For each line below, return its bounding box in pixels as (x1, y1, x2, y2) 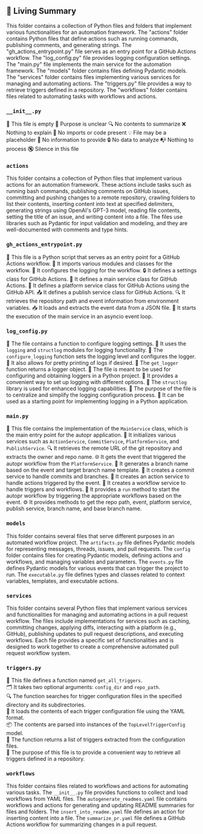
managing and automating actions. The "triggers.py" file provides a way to (6, 80, 192, 87)
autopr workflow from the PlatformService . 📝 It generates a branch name (6, 460, 188, 467)
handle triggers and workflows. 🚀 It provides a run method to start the (6, 486, 180, 493)
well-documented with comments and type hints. (6, 226, 129, 233)
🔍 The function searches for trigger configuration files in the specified (6, 693, 182, 700)
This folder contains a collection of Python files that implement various (6, 175, 182, 182)
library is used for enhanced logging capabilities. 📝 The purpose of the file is (6, 385, 197, 392)
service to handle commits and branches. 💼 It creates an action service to (6, 473, 190, 480)
